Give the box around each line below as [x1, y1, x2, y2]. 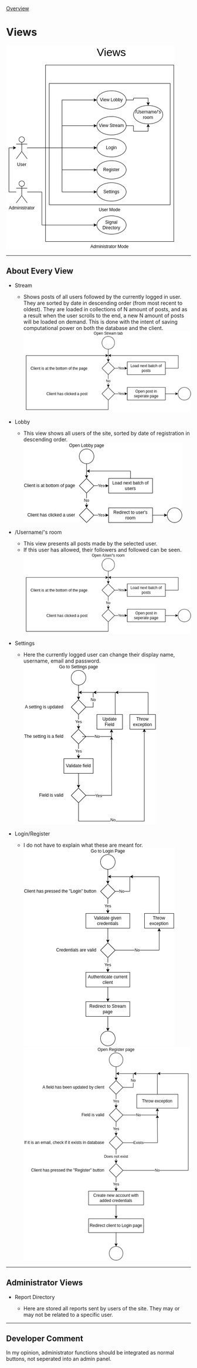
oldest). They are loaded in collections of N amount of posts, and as [23, 305, 188, 312]
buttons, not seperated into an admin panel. [6, 1356, 111, 1363]
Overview [6, 5, 29, 12]
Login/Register [14, 830, 50, 837]
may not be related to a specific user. [23, 1311, 113, 1318]
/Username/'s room [14, 528, 62, 535]
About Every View [6, 266, 73, 276]
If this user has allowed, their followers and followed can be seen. [23, 546, 182, 553]
